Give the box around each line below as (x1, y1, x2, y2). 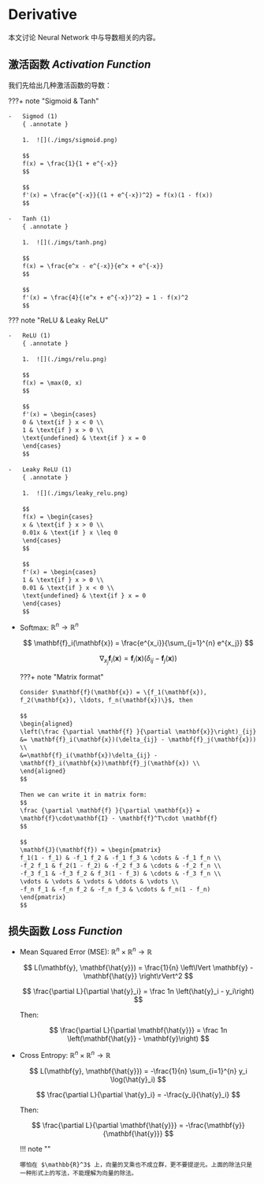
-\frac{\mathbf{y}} (184, 1120, 246, 1130)
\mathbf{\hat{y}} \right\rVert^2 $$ (83, 971, 194, 981)
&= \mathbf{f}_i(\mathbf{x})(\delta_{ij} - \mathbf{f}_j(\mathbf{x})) (19, 735, 257, 743)
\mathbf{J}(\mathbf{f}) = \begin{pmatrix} (19, 846, 162, 854)
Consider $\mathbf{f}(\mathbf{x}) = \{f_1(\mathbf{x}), (19, 688, 207, 696)
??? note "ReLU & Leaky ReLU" (8, 315, 109, 325)
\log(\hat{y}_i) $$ (110, 1074, 167, 1084)
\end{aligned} (19, 767, 66, 775)
